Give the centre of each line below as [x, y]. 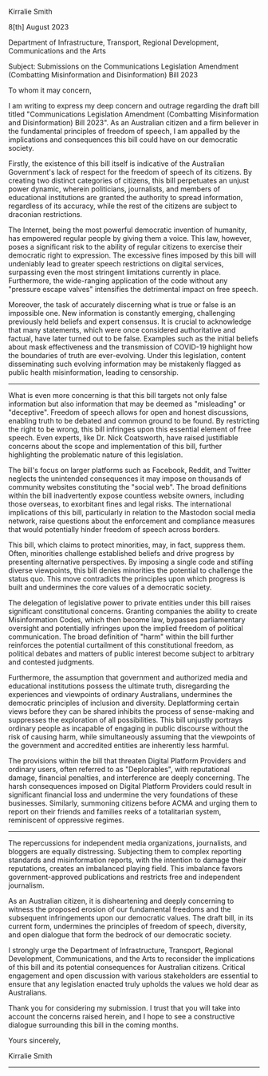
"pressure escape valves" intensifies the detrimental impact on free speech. [133, 289]
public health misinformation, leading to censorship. [94, 372]
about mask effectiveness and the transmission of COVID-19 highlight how [130, 347]
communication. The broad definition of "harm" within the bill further [121, 637]
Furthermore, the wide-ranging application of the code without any [118, 281]
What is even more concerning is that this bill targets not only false [118, 395]
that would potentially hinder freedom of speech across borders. [114, 529]
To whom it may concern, [50, 90]
